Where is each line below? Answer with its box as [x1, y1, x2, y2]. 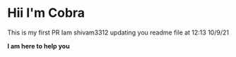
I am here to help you [7, 42, 70, 50]
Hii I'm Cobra [7, 5, 85, 21]
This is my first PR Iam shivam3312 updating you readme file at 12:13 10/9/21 [7, 28, 230, 37]
